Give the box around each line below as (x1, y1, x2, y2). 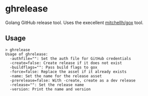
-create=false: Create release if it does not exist (10, 60, 122, 65)
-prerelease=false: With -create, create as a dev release (10, 78, 136, 83)
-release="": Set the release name (10, 82, 84, 87)
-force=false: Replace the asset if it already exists (10, 69, 127, 74)
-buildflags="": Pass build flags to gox (10, 64, 98, 70)
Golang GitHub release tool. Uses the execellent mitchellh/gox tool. (5, 19, 144, 25)
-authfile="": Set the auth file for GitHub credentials (10, 56, 131, 61)
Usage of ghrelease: (5, 51, 49, 56)
